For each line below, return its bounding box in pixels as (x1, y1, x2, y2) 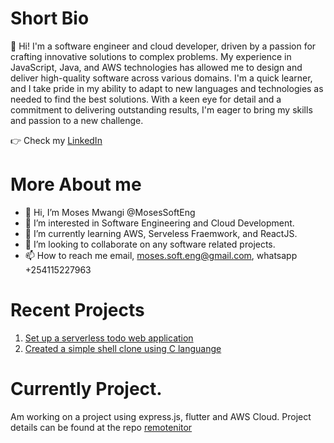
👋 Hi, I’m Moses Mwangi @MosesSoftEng (24, 206, 196, 218)
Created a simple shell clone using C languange (24, 342, 222, 354)
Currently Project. (10, 378, 163, 400)
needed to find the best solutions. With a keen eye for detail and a (10, 93, 282, 105)
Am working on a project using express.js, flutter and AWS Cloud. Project (10, 410, 312, 422)
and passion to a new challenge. (10, 114, 144, 126)
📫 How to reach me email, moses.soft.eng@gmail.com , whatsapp (24, 249, 298, 261)
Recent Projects (10, 299, 145, 322)
